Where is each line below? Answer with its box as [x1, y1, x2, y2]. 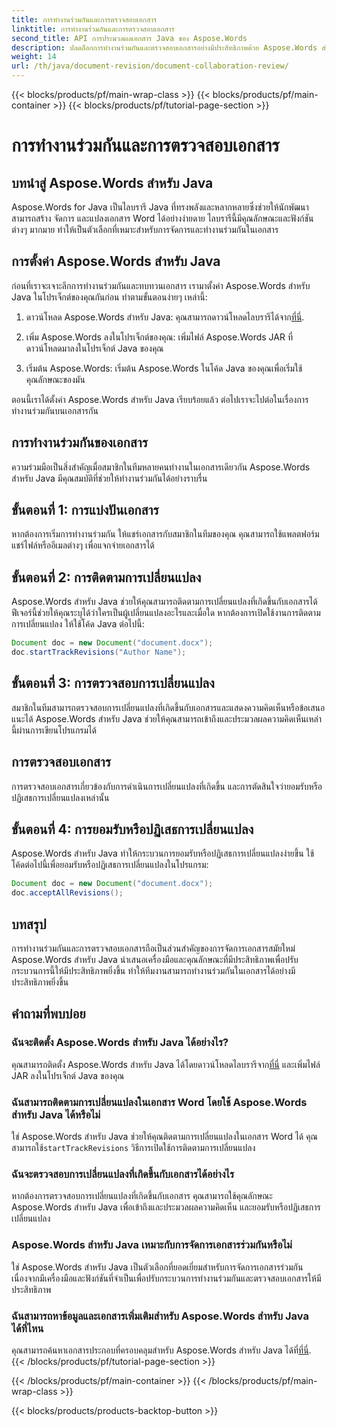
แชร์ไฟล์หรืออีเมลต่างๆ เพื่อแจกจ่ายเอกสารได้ [11, 539, 155, 551]
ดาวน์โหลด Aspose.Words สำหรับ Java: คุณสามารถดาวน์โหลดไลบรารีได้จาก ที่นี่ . [25, 311, 305, 323]
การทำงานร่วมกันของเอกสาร [11, 434, 149, 451]
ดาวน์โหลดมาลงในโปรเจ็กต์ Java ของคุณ [25, 342, 164, 354]
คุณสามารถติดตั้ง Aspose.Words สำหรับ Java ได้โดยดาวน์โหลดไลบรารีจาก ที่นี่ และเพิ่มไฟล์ [11, 1058, 321, 1070]
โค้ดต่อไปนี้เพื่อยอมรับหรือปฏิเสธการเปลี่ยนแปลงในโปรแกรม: [11, 859, 209, 871]
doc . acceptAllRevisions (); [11, 888, 124, 898]
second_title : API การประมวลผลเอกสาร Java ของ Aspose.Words [11, 33, 248, 43]
